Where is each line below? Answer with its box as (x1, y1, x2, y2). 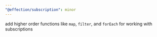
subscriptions (5, 26, 33, 32)
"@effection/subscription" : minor (5, 7, 77, 12)
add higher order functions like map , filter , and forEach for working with (5, 21, 153, 27)
